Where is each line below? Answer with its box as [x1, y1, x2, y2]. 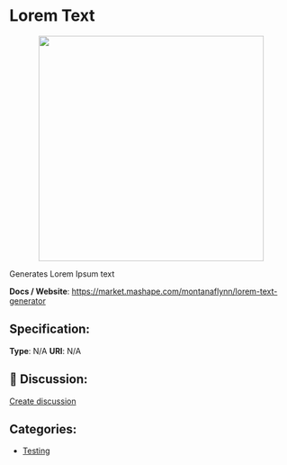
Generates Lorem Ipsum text [9, 268, 115, 279]
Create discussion [9, 396, 76, 406]
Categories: [9, 421, 77, 437]
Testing [22, 445, 51, 456]
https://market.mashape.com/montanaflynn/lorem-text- [71, 286, 278, 296]
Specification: [9, 322, 90, 337]
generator [9, 295, 47, 306]
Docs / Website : [9, 286, 70, 296]
